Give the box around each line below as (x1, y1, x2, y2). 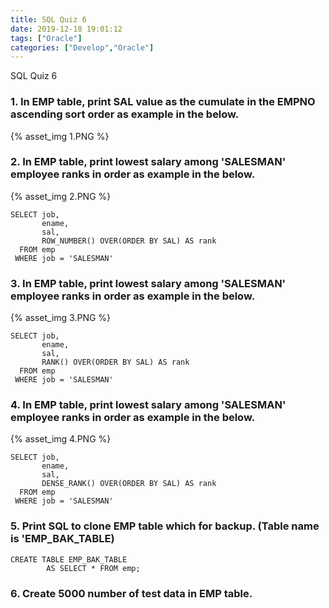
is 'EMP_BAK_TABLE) (10, 532, 115, 546)
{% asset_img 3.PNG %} (10, 312, 112, 324)
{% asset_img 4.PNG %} (10, 433, 112, 445)
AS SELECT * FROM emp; (46, 563, 141, 573)
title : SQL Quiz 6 (10, 14, 87, 25)
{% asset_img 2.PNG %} (10, 190, 112, 202)
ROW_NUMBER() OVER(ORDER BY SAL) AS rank (41, 236, 217, 246)
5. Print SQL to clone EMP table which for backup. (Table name (10, 519, 320, 533)
